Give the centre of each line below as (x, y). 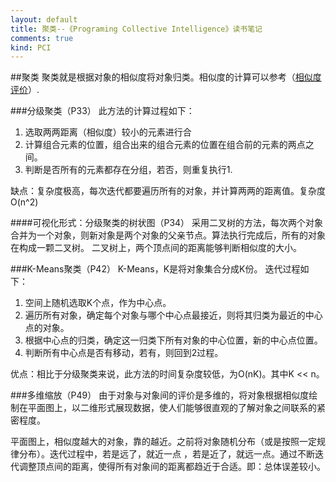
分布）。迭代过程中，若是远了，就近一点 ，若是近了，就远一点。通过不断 (166, 454)
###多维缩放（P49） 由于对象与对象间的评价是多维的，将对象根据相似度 (160, 395)
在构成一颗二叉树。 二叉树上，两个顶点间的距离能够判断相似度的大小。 (156, 248)
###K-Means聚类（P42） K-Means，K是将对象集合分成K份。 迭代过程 (155, 269)
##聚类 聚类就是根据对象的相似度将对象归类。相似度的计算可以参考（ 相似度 (166, 77)
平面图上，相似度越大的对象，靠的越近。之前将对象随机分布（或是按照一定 (163, 442)
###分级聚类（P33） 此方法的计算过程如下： (102, 111)
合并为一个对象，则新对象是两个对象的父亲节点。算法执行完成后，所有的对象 (168, 235)
